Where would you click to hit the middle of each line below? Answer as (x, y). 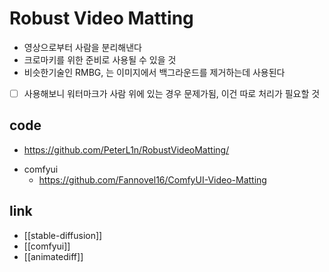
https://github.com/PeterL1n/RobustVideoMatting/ (126, 149)
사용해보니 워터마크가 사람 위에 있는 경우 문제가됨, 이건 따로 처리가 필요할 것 (172, 93)
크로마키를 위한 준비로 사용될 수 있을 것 (100, 59)
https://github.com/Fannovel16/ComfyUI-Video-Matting (152, 179)
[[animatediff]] (53, 256)
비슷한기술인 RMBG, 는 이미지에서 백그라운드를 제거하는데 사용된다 (154, 72)
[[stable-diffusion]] (63, 235)
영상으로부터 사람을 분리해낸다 (82, 47)
